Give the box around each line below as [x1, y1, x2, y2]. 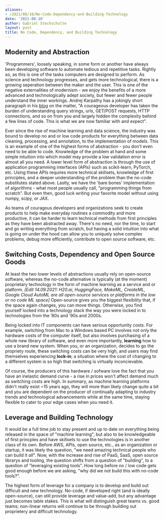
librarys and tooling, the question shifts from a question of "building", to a [5, 457, 153, 463]
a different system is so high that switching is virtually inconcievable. [5, 358, 144, 364]
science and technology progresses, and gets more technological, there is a [5, 76, 159, 82]
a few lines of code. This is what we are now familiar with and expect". [5, 118, 147, 124]
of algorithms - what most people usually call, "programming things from [5, 185, 152, 191]
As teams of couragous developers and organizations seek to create [5, 205, 143, 211]
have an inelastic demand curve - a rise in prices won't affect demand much [5, 373, 159, 379]
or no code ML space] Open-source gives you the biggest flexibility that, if [5, 297, 156, 303]
